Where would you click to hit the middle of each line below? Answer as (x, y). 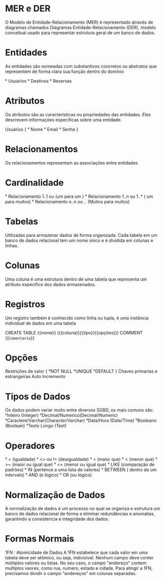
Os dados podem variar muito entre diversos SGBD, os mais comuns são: (79, 410)
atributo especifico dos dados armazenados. (50, 284)
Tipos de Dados (38, 396)
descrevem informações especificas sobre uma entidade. (64, 120)
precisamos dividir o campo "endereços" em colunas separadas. (71, 574)
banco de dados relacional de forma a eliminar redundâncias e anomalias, (80, 514)
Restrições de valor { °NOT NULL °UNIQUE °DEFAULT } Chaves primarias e (81, 371)
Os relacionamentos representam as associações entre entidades (72, 162)
